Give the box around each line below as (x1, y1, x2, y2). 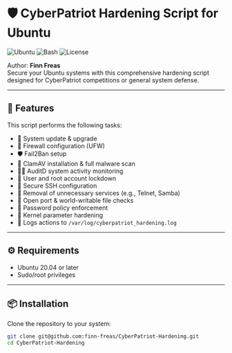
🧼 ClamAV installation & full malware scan (17, 159, 136, 168)
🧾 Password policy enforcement (17, 203, 108, 212)
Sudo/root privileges (17, 271, 76, 279)
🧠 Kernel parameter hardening (17, 210, 104, 219)
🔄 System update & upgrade (17, 134, 98, 143)
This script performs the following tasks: (7, 120, 122, 129)
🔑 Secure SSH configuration (17, 181, 97, 190)
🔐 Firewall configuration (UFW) (17, 141, 106, 150)
